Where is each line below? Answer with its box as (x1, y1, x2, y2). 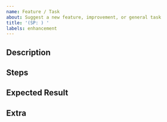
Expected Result (6, 87, 69, 98)
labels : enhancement (6, 25, 58, 32)
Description (6, 47, 51, 57)
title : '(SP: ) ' (6, 20, 50, 26)
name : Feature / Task (6, 8, 60, 15)
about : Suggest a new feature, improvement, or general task (6, 14, 162, 20)
